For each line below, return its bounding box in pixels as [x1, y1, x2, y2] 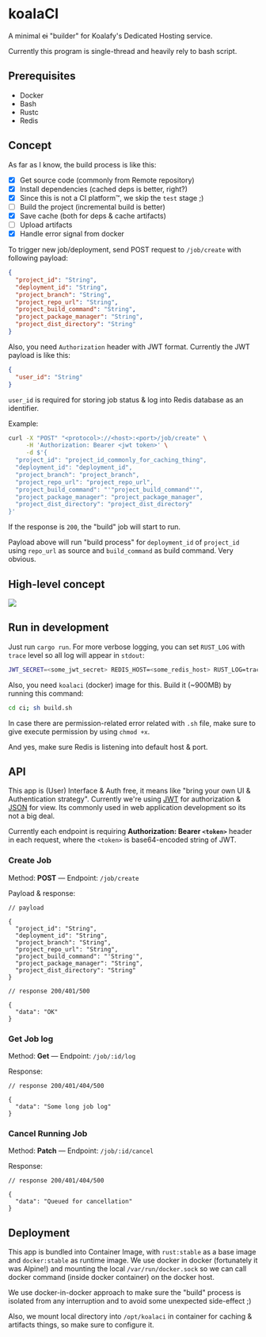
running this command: [8, 688, 84, 698]
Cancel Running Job [8, 1128, 88, 1139]
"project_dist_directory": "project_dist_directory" [15, 501, 193, 509]
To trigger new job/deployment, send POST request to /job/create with [8, 245, 241, 254]
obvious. [8, 555, 37, 564]
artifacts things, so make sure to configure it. [8, 1320, 154, 1330]
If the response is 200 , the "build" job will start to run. [8, 522, 180, 532]
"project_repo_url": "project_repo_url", [15, 478, 154, 486]
